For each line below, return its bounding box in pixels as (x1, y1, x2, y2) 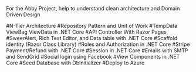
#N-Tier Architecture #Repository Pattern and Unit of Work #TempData (6, 23, 178, 29)
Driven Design (6, 11, 40, 18)
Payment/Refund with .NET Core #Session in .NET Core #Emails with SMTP (6, 47, 189, 54)
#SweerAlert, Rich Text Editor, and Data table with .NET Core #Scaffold (6, 35, 178, 41)
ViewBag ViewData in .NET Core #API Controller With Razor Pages (6, 28, 167, 35)
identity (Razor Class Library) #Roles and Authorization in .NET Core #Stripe (6, 41, 190, 48)
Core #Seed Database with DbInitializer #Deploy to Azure (6, 59, 145, 66)
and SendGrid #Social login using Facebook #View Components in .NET (6, 53, 180, 60)
